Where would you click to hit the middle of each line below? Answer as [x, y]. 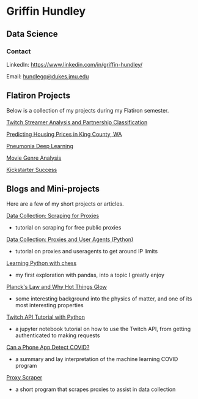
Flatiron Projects [38, 96]
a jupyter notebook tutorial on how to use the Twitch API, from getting [103, 329]
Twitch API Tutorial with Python [46, 317]
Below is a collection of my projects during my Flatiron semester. [88, 110]
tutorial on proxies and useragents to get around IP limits [86, 251]
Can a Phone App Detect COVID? [48, 347]
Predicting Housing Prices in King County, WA [64, 134]
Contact [19, 51]
